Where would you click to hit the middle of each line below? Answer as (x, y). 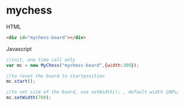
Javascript (19, 49)
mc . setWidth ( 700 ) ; (29, 98)
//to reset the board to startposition (55, 76)
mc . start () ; (21, 81)
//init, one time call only (41, 60)
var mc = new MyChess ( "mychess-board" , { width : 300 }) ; (73, 65)
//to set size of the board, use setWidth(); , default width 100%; (93, 92)
